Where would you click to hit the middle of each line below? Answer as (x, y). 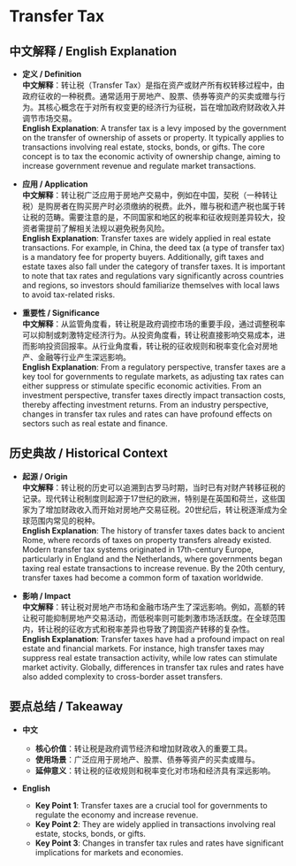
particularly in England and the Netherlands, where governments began (152, 558)
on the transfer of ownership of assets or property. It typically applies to (153, 138)
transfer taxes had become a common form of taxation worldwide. (142, 578)
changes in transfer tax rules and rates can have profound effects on (147, 414)
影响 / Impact (46, 595)
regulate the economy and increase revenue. (117, 815)
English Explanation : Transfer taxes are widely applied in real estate (146, 238)
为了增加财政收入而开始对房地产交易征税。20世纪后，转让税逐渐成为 (155, 510)
